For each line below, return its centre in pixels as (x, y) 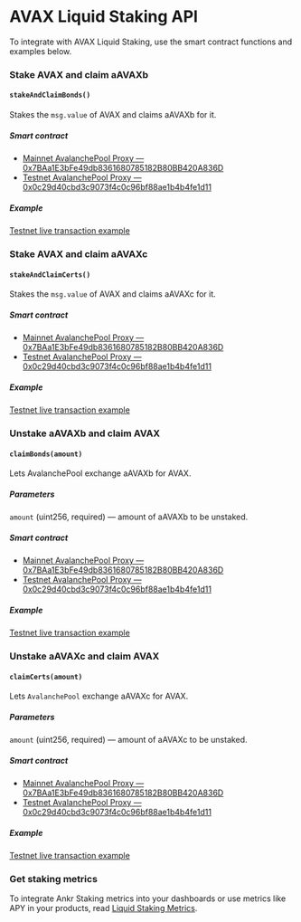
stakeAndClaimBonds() (50, 95)
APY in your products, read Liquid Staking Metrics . (103, 908)
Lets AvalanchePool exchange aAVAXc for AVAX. (99, 696)
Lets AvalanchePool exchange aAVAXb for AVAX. (100, 473)
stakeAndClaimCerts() (50, 275)
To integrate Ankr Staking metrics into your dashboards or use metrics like (148, 898)
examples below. (41, 51)
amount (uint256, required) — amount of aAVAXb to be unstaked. (129, 517)
